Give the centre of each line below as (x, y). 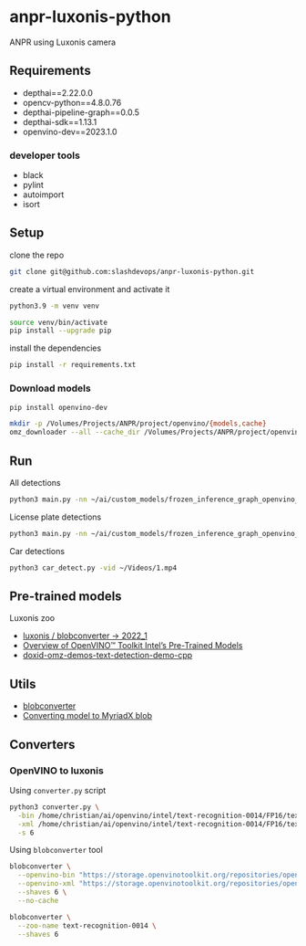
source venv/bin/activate (58, 322)
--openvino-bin (46, 875)
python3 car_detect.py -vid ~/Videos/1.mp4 (93, 568)
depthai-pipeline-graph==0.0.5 (81, 112)
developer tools (45, 155)
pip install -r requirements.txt (73, 365)
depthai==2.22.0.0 (58, 92)
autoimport (43, 194)
